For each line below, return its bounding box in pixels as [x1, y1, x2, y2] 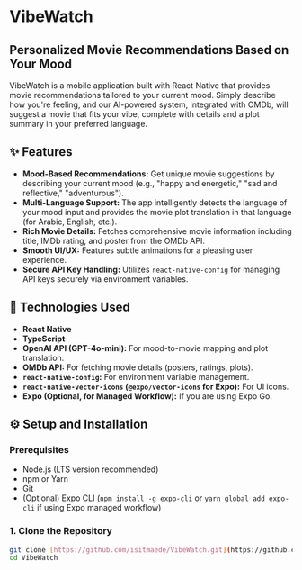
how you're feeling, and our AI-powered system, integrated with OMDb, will [9, 99, 289, 110]
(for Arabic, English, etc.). [22, 216, 118, 227]
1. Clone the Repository [9, 525, 112, 538]
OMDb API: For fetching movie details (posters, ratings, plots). [22, 362, 253, 373]
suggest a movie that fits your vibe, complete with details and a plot [9, 109, 261, 119]
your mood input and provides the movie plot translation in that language [22, 206, 292, 217]
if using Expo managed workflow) [37, 502, 162, 513]
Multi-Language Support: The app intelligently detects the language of [22, 196, 288, 208]
